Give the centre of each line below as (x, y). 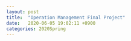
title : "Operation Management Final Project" (66, 17)
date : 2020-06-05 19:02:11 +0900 (51, 23)
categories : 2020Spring (36, 29)
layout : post (23, 12)
